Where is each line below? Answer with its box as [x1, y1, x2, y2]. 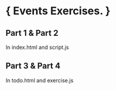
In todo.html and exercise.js [5, 76, 74, 84]
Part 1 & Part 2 [5, 28, 59, 38]
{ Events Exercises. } [5, 4, 111, 18]
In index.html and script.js [5, 44, 69, 51]
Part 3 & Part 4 [5, 61, 61, 71]
